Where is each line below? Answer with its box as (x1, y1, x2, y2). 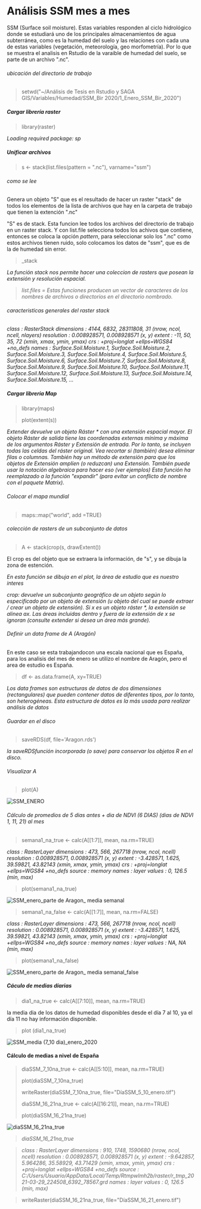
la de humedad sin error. (7, 245, 67, 253)
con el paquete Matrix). (7, 479, 64, 486)
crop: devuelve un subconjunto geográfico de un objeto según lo (7, 591, 166, 598)
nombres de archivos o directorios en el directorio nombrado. (21, 293, 173, 300)
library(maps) (21, 405, 55, 412)
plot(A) (21, 786, 39, 794)
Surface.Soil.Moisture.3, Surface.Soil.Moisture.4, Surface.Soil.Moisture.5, (7, 351, 187, 358)
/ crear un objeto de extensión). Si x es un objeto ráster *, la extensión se (7, 603, 186, 611)
